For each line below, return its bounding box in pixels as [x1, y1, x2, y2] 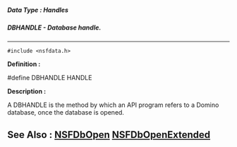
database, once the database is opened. [7, 108, 125, 117]
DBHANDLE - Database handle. [7, 23, 102, 32]
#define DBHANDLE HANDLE [7, 74, 92, 82]
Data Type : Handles [7, 6, 69, 14]
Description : [7, 87, 47, 96]
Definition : [7, 60, 41, 68]
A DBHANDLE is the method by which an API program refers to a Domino [7, 101, 219, 109]
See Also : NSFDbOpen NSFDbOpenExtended [7, 129, 210, 141]
